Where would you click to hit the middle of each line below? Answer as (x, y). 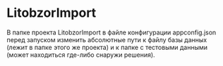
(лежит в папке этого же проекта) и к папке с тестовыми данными (107, 47)
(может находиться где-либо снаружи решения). (81, 55)
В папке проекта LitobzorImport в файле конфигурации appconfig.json (111, 32)
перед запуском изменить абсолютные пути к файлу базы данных (107, 39)
